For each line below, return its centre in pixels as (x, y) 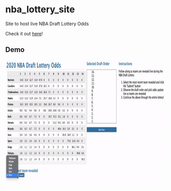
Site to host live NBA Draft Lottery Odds (47, 24)
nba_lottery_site (40, 9)
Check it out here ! (24, 33)
